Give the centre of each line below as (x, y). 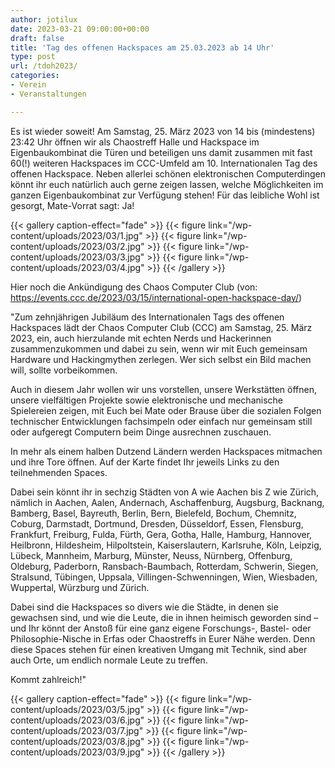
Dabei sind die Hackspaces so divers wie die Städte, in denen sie (144, 607)
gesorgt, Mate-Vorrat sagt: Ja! (72, 205)
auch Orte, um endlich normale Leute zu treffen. (109, 660)
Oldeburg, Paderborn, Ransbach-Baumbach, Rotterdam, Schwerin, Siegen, (164, 566)
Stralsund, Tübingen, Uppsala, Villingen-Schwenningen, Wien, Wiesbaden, (164, 577)
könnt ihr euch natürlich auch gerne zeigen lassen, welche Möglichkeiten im (167, 184)
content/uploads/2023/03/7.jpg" (77, 730)
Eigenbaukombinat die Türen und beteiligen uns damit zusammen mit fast (161, 152)
